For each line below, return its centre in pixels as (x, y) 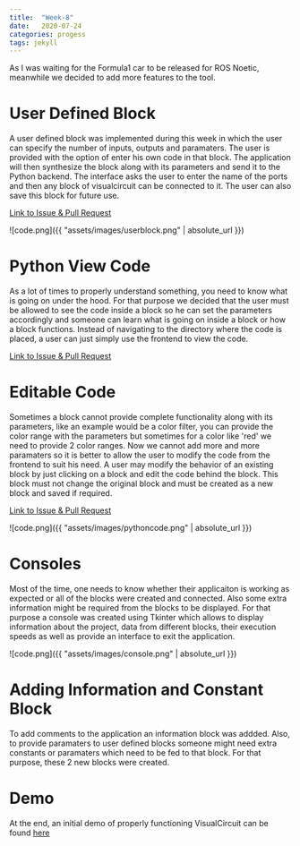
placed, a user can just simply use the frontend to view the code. (129, 339)
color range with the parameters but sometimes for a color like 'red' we (140, 436)
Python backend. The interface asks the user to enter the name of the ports (149, 176)
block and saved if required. (61, 493)
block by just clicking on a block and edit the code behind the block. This (144, 474)
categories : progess (48, 34)
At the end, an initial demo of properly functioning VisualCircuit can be (139, 823)
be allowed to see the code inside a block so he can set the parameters (141, 311)
